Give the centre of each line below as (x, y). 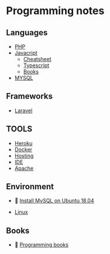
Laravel (23, 111)
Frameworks (30, 96)
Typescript (36, 65)
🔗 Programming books (42, 245)
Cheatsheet (37, 59)
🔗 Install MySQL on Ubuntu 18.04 (54, 200)
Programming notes (55, 11)
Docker (23, 149)
